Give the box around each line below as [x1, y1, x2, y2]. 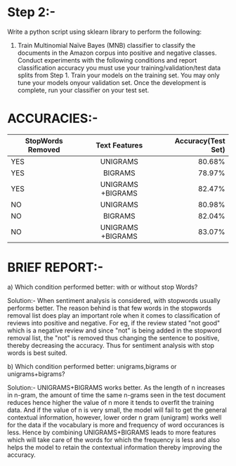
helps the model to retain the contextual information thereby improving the [7, 443, 223, 451]
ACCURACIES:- [7, 110, 98, 127]
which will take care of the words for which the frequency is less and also [7, 435, 220, 444]
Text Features [96, 140, 143, 150]
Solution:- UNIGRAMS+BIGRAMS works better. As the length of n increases [7, 383, 225, 391]
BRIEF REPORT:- [7, 259, 104, 276]
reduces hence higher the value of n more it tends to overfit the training [7, 398, 214, 406]
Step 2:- [7, 4, 56, 20]
